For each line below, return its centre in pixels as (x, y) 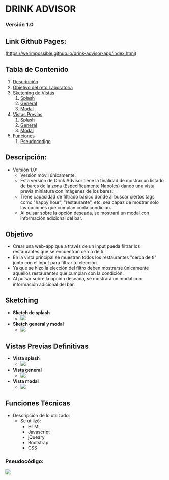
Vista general (27, 370)
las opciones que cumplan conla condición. (66, 207)
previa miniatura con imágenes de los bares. (67, 191)
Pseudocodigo (35, 141)
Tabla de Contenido (37, 69)
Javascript (39, 432)
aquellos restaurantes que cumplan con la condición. (68, 273)
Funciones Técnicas (38, 403)
